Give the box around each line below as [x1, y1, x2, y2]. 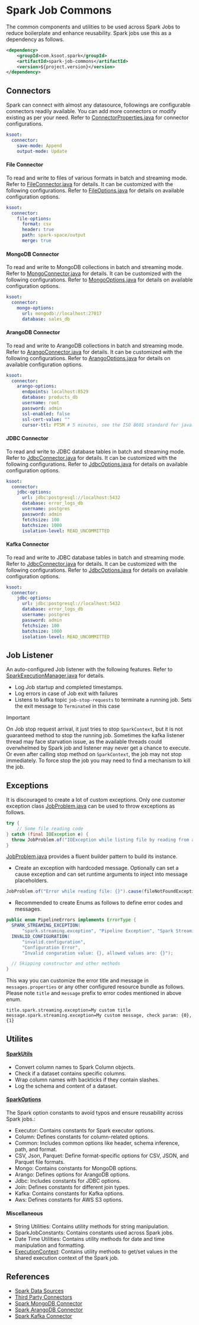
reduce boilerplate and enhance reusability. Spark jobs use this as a [6, 29, 172, 36]
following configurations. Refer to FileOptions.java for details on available [6, 187, 185, 194]
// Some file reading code [17, 825, 84, 831]
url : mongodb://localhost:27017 [21, 311, 102, 316]
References [6, 1272, 50, 1282]
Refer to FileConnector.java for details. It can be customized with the [6, 180, 174, 187]
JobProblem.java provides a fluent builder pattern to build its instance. [6, 853, 178, 860]
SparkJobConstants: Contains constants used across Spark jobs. [14, 1229, 174, 1236]
